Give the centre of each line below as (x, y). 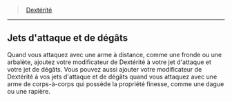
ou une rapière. (29, 91)
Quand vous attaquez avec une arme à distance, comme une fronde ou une (115, 54)
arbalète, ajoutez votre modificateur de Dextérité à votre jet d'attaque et (109, 62)
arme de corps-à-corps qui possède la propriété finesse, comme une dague (116, 84)
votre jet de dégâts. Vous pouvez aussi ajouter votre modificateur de (105, 69)
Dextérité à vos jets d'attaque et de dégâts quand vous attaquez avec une (112, 76)
